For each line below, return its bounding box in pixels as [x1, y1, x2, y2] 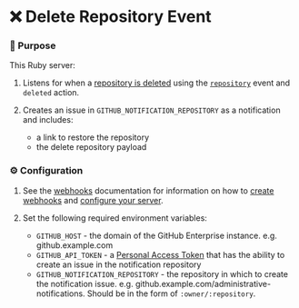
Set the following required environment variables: [22, 212, 207, 224]
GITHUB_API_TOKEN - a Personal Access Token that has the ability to [35, 249, 285, 260]
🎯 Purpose [9, 39, 56, 52]
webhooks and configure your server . [22, 194, 164, 205]
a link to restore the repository [35, 132, 150, 143]
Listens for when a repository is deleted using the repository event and [22, 77, 291, 88]
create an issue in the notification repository [35, 259, 202, 270]
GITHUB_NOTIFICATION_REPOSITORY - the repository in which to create [35, 268, 289, 279]
